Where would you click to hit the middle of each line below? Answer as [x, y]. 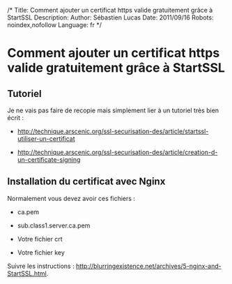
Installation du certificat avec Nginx [86, 182]
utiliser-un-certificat [46, 139]
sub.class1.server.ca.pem [54, 225]
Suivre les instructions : [41, 266]
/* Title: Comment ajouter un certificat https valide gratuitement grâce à [110, 10]
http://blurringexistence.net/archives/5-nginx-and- [148, 266]
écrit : [16, 118]
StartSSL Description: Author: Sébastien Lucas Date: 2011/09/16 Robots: [110, 17]
